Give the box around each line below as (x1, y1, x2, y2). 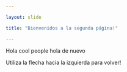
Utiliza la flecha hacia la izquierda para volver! (5, 59, 122, 66)
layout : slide (5, 14, 42, 20)
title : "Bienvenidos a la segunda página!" (5, 25, 118, 31)
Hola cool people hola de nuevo (5, 47, 86, 54)
